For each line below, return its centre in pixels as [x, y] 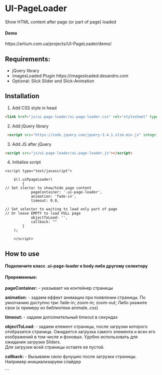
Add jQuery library [30, 126]
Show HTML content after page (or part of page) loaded [61, 22]
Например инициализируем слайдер [43, 361]
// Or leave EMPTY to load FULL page [43, 214]
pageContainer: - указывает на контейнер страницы [59, 288]
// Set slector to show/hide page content [48, 188]
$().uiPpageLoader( [33, 180]
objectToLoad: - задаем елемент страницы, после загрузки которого [76, 326]
